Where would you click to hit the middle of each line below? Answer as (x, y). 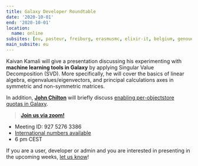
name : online (27, 34)
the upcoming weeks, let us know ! (48, 157)
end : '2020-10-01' (29, 22)
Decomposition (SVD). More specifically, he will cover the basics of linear (95, 74)
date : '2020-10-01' (30, 17)
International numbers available (53, 132)
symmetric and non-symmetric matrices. (55, 86)
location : (18, 28)
